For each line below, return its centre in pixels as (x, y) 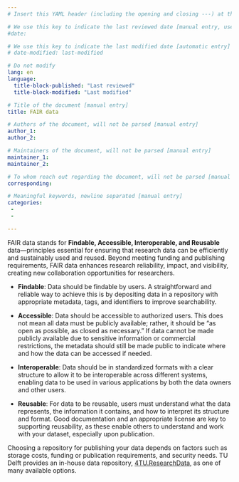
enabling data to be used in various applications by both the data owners (124, 382)
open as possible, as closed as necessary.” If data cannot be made (116, 330)
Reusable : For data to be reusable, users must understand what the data (124, 404)
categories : (25, 203)
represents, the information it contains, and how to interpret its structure (123, 411)
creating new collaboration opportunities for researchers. (91, 273)
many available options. (42, 470)
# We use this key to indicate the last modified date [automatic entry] (119, 46)
